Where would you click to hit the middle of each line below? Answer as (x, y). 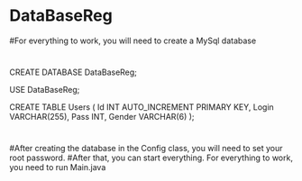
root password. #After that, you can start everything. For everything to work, (151, 158)
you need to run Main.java (58, 167)
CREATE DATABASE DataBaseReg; (73, 72)
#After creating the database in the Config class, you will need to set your (146, 149)
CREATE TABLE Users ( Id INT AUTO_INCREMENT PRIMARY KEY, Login (142, 107)
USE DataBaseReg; (45, 90)
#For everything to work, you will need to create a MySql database (133, 41)
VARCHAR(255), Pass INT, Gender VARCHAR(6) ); (102, 117)
